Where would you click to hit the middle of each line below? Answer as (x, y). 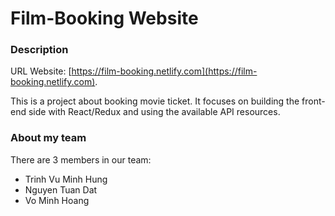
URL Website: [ (41, 71)
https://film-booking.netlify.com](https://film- (164, 71)
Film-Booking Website (104, 18)
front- (313, 101)
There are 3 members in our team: (81, 159)
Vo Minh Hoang (57, 200)
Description (39, 50)
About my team (48, 138)
